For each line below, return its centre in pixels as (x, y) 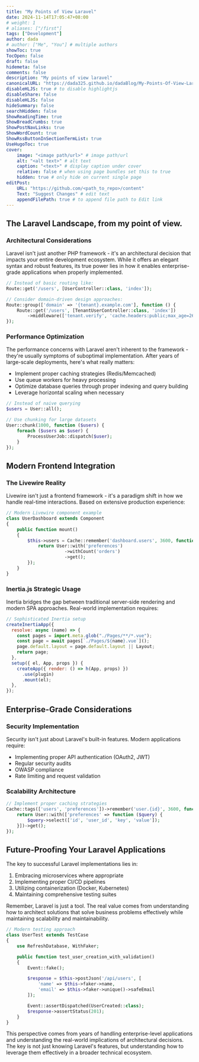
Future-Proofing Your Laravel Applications (86, 850)
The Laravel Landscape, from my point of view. (94, 223)
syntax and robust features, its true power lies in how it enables (84, 266)
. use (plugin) (38, 674)
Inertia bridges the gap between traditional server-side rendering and (91, 602)
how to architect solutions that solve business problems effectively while (95, 912)
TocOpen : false (25, 56)
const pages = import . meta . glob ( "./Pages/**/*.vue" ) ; (84, 636)
